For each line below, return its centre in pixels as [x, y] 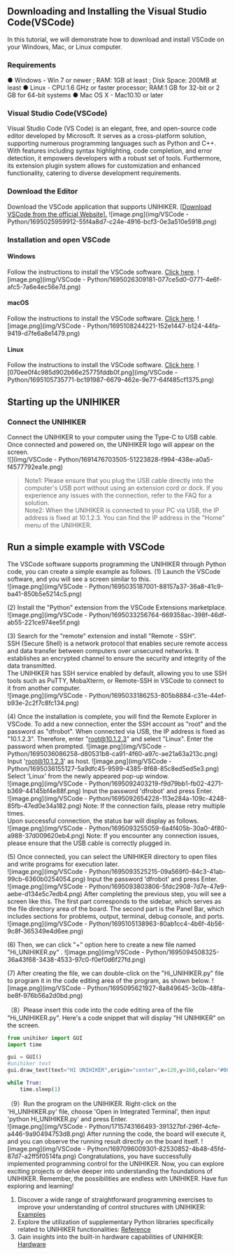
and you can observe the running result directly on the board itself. [104, 1141]
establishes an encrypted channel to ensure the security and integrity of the [117, 658]
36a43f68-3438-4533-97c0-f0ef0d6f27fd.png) [77, 959]
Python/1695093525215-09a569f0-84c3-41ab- [157, 871]
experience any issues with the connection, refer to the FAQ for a [118, 495]
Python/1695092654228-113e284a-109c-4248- [158, 798]
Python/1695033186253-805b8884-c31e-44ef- [157, 695]
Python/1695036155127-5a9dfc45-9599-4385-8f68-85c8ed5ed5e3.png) [113, 768]
